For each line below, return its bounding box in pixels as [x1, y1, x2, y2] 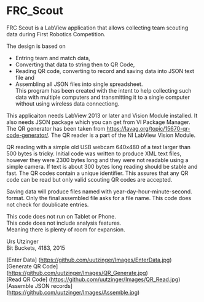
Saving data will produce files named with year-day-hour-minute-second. [6, 188, 192, 195]
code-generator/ [6, 131, 49, 139]
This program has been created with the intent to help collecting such [15, 87, 192, 94]
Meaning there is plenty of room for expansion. [6, 225, 125, 233]
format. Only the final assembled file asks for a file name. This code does [6, 194, 192, 201]
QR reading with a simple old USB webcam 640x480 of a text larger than [6, 143, 191, 150]
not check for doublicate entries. [6, 201, 89, 208]
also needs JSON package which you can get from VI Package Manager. [6, 118, 190, 126]
